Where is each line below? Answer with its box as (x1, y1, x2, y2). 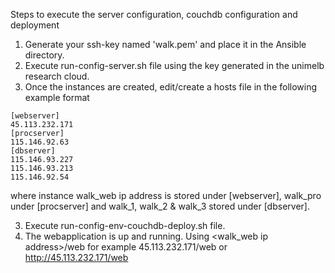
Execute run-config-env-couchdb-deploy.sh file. (24, 220, 226, 231)
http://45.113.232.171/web (24, 252, 129, 263)
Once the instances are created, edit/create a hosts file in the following (24, 81, 318, 93)
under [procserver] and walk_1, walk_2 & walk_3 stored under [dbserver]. (10, 200, 310, 212)
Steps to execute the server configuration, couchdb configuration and (10, 9, 298, 20)
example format (24, 92, 90, 103)
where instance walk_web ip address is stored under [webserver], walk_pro (10, 190, 322, 201)
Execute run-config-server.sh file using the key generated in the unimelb (24, 60, 325, 71)
